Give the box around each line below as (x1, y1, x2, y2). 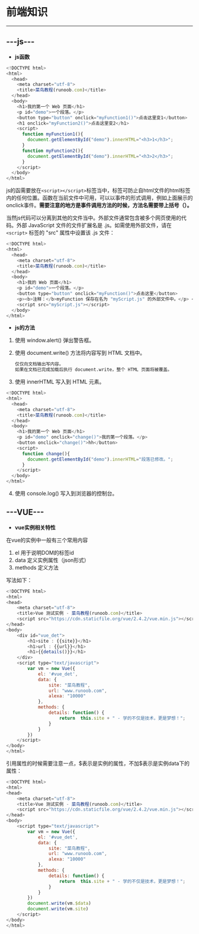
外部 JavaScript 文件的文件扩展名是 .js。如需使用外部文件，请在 (16, 222, 172, 229)
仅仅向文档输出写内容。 (14, 361, 64, 367)
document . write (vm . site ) (27, 906, 89, 912)
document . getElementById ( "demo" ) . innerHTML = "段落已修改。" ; (27, 456, 174, 462)
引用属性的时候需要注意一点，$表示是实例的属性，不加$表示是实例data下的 (6, 760, 190, 767)
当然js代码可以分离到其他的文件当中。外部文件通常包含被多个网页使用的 (6, 214, 182, 221)
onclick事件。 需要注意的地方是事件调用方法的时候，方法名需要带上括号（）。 (6, 202, 192, 209)
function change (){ (21, 450, 70, 457)
